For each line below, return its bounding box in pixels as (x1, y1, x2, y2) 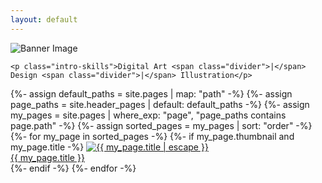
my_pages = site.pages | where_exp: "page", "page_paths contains (10, 109, 287, 121)
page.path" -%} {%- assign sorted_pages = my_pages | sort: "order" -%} (10, 119, 313, 131)
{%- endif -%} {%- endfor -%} (10, 162, 137, 174)
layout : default (10, 14, 78, 25)
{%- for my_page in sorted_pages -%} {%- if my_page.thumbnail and (10, 130, 295, 142)
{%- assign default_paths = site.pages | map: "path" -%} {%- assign (10, 87, 293, 100)
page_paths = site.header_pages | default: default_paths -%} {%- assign (10, 98, 310, 110)
